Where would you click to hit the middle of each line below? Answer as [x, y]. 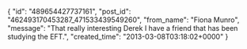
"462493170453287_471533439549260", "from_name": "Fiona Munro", [123, 20]
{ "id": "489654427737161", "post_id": [69, 11]
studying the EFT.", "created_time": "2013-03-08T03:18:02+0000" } [118, 36]
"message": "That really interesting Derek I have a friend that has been [123, 28]
